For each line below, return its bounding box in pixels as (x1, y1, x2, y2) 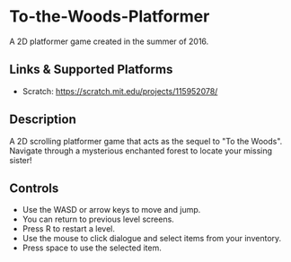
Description (9, 112, 76, 127)
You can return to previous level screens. (22, 214, 175, 225)
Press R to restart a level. (22, 223, 115, 234)
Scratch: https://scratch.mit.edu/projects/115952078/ (22, 85, 218, 96)
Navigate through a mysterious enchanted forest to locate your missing (9, 145, 272, 156)
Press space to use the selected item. (22, 242, 162, 253)
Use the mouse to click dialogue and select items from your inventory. (22, 233, 282, 244)
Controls (9, 180, 59, 196)
